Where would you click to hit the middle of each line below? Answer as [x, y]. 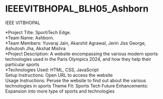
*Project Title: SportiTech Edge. [38, 32]
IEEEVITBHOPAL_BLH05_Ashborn [77, 9]
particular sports [22, 64]
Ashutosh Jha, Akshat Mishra [36, 48]
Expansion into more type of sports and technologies [60, 91]
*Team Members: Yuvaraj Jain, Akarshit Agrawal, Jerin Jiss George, [76, 43]
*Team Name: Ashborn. [30, 38]
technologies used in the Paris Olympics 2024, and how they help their [78, 59]
